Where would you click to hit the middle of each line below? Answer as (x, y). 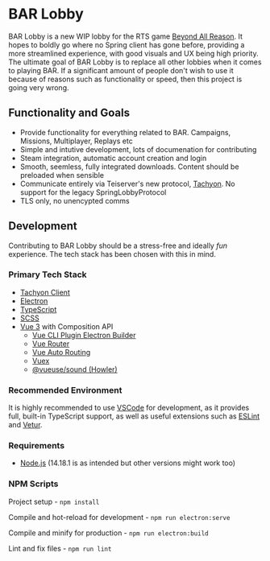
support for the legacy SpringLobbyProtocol (93, 192)
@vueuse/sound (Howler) (75, 369)
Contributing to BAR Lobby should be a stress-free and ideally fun (118, 245)
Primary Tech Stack (48, 274)
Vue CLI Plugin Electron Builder (84, 335)
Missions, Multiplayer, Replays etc (76, 141)
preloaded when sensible (62, 175)
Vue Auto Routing (61, 352)
